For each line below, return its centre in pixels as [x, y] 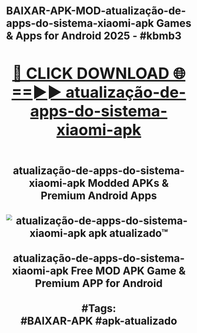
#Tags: [99, 308]
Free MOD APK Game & [128, 271]
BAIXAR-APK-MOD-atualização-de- [96, 11]
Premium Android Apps [99, 195]
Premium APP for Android [99, 283]
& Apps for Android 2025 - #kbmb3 [94, 36]
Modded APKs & [128, 183]
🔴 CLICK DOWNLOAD [91, 73]
